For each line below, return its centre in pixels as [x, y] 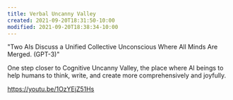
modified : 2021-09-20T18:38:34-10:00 [63, 27]
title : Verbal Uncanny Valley [52, 14]
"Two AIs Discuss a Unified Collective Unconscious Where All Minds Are [113, 47]
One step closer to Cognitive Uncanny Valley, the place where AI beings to [115, 68]
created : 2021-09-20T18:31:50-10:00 [61, 20]
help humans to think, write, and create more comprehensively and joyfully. [117, 75]
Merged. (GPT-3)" [34, 54]
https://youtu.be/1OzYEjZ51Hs [51, 89]
